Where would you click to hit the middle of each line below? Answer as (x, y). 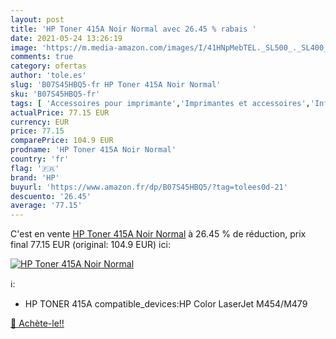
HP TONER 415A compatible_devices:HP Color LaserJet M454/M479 (166, 304)
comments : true (42, 57)
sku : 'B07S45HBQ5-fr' (55, 94)
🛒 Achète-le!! (37, 323)
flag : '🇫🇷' (35, 168)
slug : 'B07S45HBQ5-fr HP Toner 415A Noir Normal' (116, 85)
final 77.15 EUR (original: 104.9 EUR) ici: (90, 245)
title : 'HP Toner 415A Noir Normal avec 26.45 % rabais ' (133, 29)
